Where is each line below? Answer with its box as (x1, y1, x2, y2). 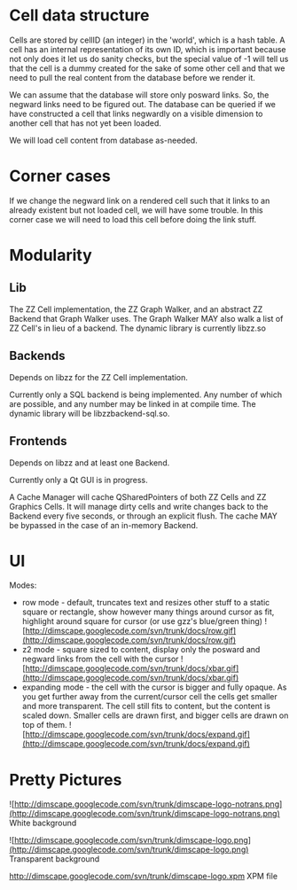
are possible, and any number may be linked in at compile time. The (9, 398, 256, 409)
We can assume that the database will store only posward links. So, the (9, 90, 270, 100)
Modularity (9, 246, 93, 266)
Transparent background (9, 854, 100, 864)
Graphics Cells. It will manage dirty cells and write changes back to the (9, 501, 269, 511)
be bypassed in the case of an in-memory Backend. (9, 519, 199, 530)
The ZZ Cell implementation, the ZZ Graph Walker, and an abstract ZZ (9, 303, 263, 315)
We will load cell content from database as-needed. (9, 135, 198, 145)
